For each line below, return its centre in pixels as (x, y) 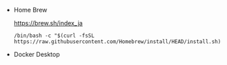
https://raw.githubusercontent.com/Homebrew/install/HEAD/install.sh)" (119, 42)
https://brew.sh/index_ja (48, 23)
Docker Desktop (37, 54)
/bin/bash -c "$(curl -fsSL (54, 36)
